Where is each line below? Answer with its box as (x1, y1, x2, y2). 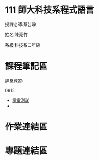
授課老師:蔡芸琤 (5, 21, 36, 27)
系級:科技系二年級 (5, 42, 41, 48)
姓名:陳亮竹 (5, 32, 28, 37)
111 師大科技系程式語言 (5, 4, 94, 16)
